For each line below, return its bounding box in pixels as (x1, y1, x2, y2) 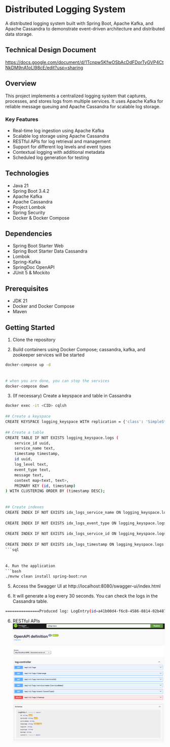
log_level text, (14, 462, 49, 467)
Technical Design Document (5, 46, 96, 54)
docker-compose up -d (5, 362, 51, 367)
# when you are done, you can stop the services (5, 378, 110, 383)
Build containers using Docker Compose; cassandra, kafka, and (12, 347, 146, 353)
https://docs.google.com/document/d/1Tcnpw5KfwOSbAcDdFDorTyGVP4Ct (5, 59, 164, 65)
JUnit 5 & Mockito (12, 270, 50, 276)
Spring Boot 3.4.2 (12, 188, 50, 194)
